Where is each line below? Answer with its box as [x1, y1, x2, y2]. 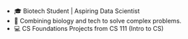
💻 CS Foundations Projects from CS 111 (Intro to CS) [13, 25, 164, 32]
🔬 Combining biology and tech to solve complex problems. [13, 17, 182, 25]
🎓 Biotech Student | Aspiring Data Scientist [13, 7, 141, 15]
